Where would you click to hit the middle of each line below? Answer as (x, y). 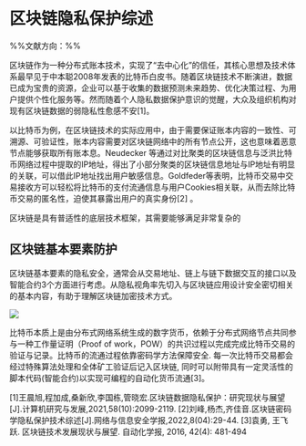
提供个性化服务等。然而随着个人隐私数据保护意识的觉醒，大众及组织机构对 (157, 99)
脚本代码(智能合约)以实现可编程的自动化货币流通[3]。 (110, 378)
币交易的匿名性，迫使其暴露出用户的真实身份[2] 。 (104, 198)
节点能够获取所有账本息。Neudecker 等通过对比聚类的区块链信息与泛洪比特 (151, 152)
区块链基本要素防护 (63, 249)
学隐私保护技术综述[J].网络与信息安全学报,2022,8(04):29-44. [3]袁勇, (140, 420)
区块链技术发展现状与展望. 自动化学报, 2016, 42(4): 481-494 (134, 431)
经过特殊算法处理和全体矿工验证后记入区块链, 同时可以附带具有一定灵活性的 (151, 367)
